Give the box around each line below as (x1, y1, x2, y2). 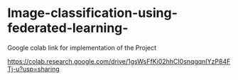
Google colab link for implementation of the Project (7, 43, 157, 52)
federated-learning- (7, 20, 129, 36)
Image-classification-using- (7, 5, 178, 21)
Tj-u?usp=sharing (7, 64, 60, 73)
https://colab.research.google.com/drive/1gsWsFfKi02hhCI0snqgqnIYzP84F (7, 57, 231, 65)
